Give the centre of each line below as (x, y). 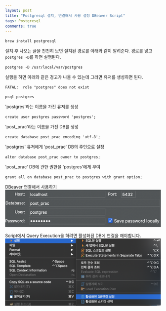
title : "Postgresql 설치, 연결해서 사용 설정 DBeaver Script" (65, 16)
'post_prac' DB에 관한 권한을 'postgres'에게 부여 (53, 167)
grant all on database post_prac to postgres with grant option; (74, 177)
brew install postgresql (31, 41)
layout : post (19, 10)
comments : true (21, 26)
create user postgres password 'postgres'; (51, 117)
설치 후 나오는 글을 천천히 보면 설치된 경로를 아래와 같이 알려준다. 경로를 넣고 (79, 51)
